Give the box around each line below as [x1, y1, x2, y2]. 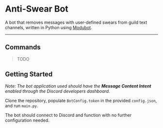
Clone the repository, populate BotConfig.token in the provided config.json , [5, 97, 157, 103]
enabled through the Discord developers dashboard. [5, 88, 110, 94]
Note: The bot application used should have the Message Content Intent [5, 83, 151, 89]
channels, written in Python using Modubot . [5, 24, 92, 30]
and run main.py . [5, 103, 38, 109]
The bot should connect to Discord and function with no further [5, 112, 132, 118]
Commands [5, 43, 41, 51]
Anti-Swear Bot [5, 3, 69, 15]
